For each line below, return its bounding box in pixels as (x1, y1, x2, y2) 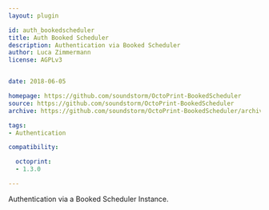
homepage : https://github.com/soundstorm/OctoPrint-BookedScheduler (8, 92, 242, 100)
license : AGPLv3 (8, 56, 62, 64)
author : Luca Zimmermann (8, 49, 91, 57)
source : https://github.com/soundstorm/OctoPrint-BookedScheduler (8, 99, 235, 107)
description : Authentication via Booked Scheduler (8, 41, 181, 49)
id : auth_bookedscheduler (8, 26, 94, 34)
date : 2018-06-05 (8, 78, 66, 86)
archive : (8, 107, 38, 115)
